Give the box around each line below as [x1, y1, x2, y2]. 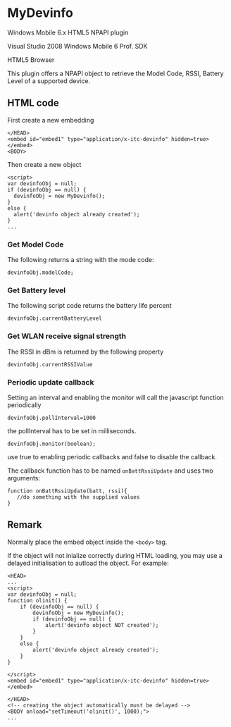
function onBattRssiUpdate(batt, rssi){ [7, 487, 128, 495]
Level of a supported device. [7, 76, 90, 85]
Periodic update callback [7, 377, 94, 387]
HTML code [7, 97, 60, 109]
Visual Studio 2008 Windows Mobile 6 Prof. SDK [7, 42, 148, 50]
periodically [7, 400, 42, 409]
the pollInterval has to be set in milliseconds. [7, 426, 137, 435]
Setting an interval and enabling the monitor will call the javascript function [7, 393, 224, 402]
